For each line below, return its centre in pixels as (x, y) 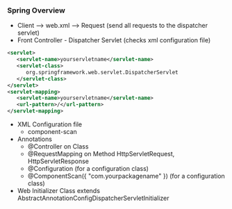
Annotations (34, 139)
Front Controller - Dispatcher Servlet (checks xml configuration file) (114, 40)
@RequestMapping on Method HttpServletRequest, (101, 154)
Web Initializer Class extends (59, 191)
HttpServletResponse (58, 161)
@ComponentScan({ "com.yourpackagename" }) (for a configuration (126, 176)
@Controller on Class (58, 147)
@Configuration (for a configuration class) (88, 169)
